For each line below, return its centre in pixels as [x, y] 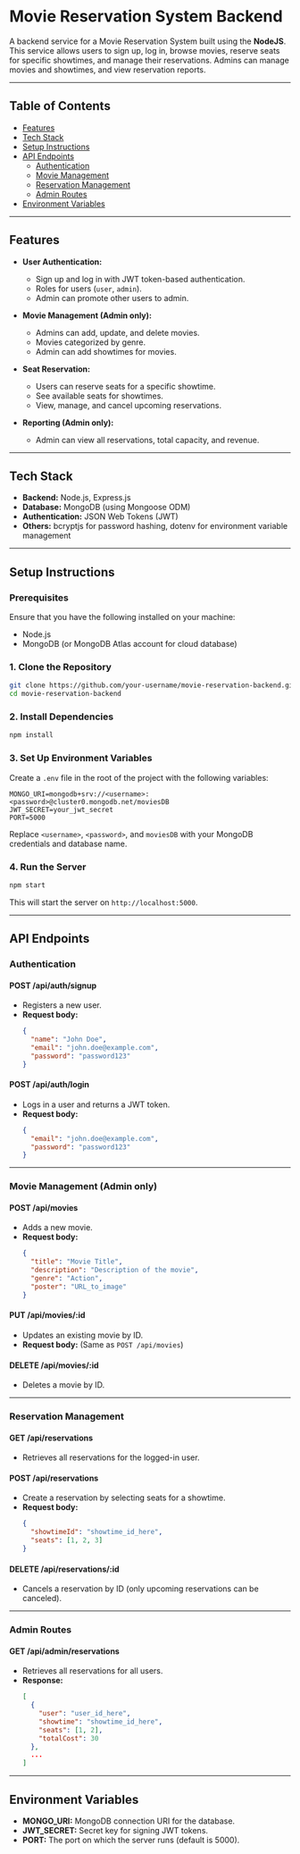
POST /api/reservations [54, 1478]
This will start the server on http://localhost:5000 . [104, 902]
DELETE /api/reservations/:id [64, 1569]
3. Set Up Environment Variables [81, 759]
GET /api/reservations [51, 1438]
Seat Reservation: [56, 369]
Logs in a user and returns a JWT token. [96, 1104]
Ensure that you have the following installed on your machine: [122, 617]
